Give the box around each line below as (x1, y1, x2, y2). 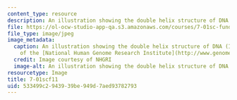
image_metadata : (7, 37, 55, 44)
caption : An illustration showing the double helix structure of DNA (13, 43, 222, 50)
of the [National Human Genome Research (20, 50, 140, 57)
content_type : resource (7, 10, 78, 18)
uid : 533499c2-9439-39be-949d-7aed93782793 (7, 82, 138, 89)
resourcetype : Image (7, 69, 68, 76)
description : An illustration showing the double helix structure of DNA (7, 17, 229, 24)
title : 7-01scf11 (7, 75, 59, 83)
